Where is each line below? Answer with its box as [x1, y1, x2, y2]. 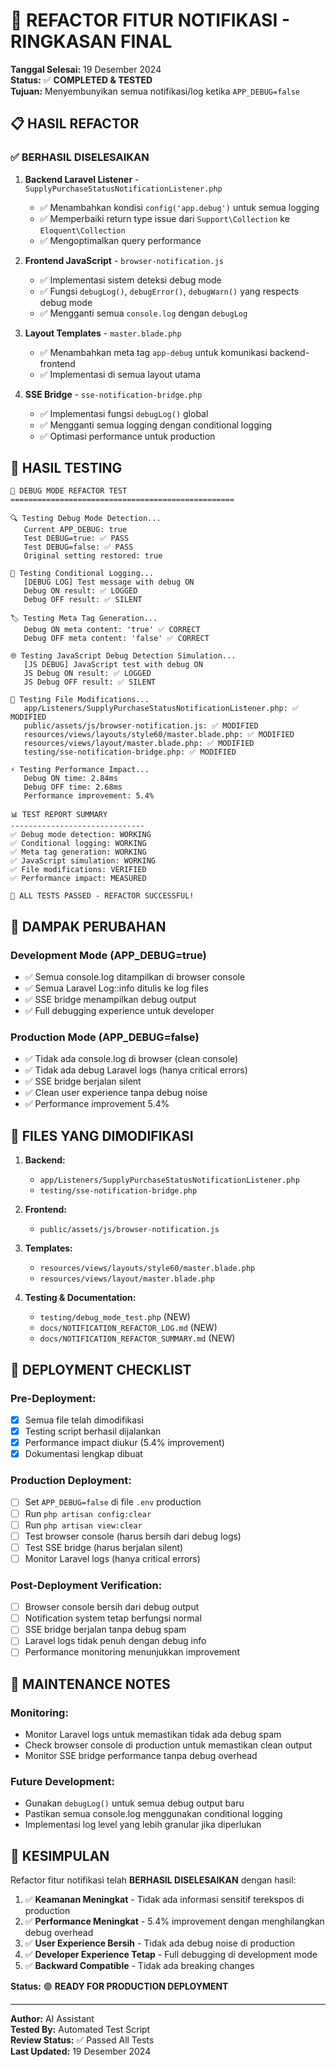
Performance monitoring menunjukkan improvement [24, 1646, 240, 1658]
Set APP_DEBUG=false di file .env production [24, 1496, 202, 1508]
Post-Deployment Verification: [10, 1578, 163, 1592]
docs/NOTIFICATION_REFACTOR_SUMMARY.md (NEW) [39, 1332, 236, 1344]
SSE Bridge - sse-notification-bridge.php [24, 388, 203, 400]
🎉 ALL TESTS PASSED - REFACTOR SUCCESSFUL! [10, 891, 195, 901]
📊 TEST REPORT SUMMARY [10, 810, 108, 820]
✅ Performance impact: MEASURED [10, 874, 147, 884]
